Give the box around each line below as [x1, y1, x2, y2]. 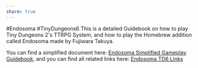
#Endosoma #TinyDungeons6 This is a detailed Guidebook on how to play [6, 25, 188, 32]
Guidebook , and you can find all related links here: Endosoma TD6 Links [6, 55, 184, 62]
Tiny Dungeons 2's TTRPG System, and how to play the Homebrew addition [6, 31, 193, 38]
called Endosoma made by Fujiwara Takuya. [6, 37, 115, 44]
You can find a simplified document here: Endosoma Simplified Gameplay [6, 48, 187, 56]
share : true [6, 8, 36, 15]
